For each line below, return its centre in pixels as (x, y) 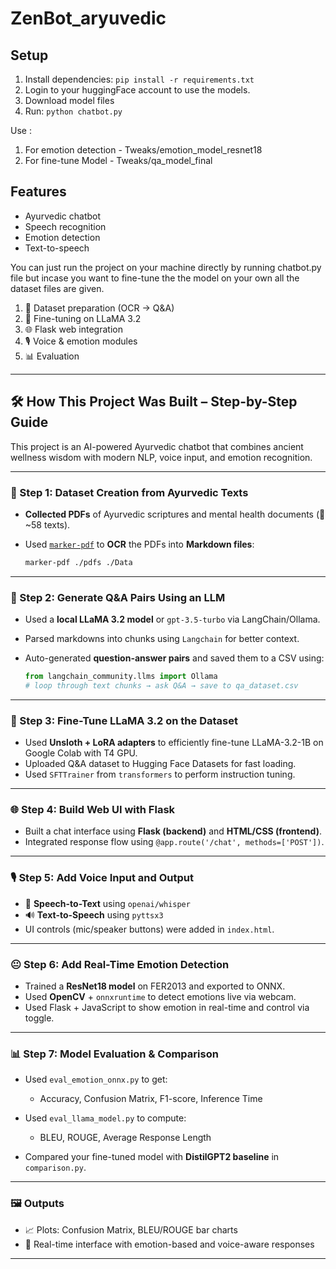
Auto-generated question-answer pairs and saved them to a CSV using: (174, 658)
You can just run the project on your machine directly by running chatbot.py (166, 267)
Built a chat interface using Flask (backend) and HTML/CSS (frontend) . (173, 831)
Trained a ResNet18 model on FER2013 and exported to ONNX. (155, 986)
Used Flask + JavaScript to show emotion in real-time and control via (167, 1008)
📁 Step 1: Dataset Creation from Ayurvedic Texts (129, 492)
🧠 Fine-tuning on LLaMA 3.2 (83, 318)
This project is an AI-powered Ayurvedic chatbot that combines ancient (157, 446)
